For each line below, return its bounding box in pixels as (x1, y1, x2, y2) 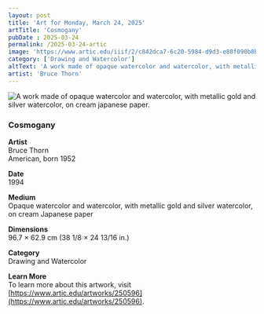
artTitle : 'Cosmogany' (8, 26, 82, 34)
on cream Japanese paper (8, 209, 93, 218)
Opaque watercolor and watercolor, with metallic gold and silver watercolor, (8, 201, 253, 210)
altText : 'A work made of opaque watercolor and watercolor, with (8, 63, 230, 71)
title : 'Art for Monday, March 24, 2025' (8, 19, 146, 27)
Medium (8, 192, 36, 202)
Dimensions (8, 225, 49, 234)
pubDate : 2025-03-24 (8, 33, 79, 42)
